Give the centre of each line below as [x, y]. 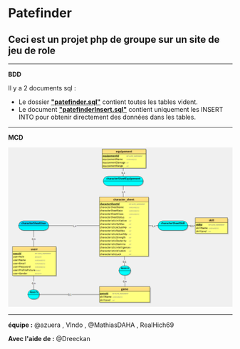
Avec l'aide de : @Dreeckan [49, 339]
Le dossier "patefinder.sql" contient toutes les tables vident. [108, 102]
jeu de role [32, 50]
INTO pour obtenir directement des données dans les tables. [107, 117]
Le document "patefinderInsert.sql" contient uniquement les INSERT [121, 109]
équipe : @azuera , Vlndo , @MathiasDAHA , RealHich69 [91, 325]
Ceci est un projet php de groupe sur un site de [114, 40]
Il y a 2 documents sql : [42, 88]
